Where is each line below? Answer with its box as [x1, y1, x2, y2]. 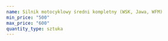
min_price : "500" [6, 14, 50, 20]
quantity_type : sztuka [6, 25, 63, 32]
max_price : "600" [6, 20, 50, 26]
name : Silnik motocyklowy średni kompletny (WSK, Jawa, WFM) [6, 8, 163, 15]
